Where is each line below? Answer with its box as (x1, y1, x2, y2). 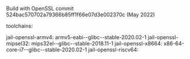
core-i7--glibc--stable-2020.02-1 (6, 46, 87, 53)
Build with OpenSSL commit (6, 5, 74, 12)
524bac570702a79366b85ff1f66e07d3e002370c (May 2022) (6, 11, 155, 18)
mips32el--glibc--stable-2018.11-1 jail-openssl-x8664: (31, 40, 162, 47)
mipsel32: (6, 40, 31, 47)
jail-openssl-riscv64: (88, 46, 139, 53)
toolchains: (6, 23, 33, 29)
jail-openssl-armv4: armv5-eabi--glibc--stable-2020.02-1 (6, 34, 147, 40)
